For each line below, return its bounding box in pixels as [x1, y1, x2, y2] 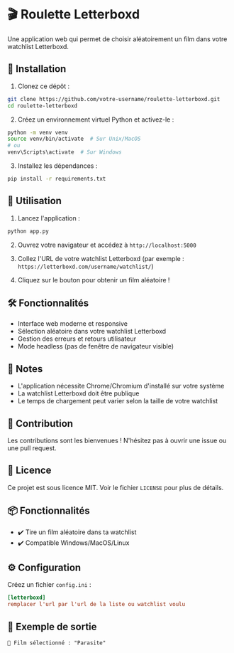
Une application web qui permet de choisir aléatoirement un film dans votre [7, 34, 228, 43]
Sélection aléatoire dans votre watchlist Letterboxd [17, 327, 167, 336]
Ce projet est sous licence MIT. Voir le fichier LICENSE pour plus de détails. [7, 483, 224, 492]
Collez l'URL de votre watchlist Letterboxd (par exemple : [17, 254, 184, 262]
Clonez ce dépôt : [17, 82, 70, 90]
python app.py [7, 228, 50, 235]
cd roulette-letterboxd [7, 102, 78, 110]
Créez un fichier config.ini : [7, 580, 91, 589]
